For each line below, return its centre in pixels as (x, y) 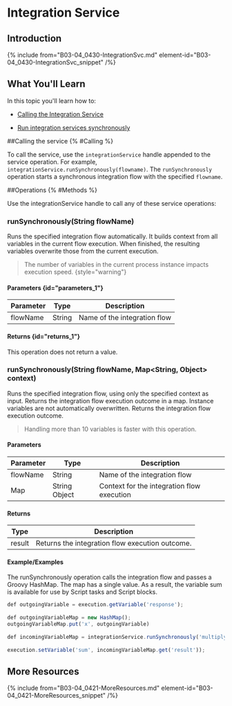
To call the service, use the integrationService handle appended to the (109, 155)
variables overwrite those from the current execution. (83, 251)
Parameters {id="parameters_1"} (55, 288)
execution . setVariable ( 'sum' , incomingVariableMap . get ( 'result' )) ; (106, 650)
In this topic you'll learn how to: (52, 100)
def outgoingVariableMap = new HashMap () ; (69, 618)
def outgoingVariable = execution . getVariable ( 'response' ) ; (96, 605)
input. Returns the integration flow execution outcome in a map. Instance (110, 400)
